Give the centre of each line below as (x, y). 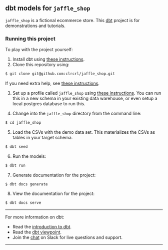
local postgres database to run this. (49, 103)
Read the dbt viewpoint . (37, 232)
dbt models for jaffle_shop (48, 8)
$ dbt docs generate (27, 184)
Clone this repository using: (41, 65)
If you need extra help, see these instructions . (52, 83)
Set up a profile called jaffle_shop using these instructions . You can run (87, 93)
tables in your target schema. (42, 137)
